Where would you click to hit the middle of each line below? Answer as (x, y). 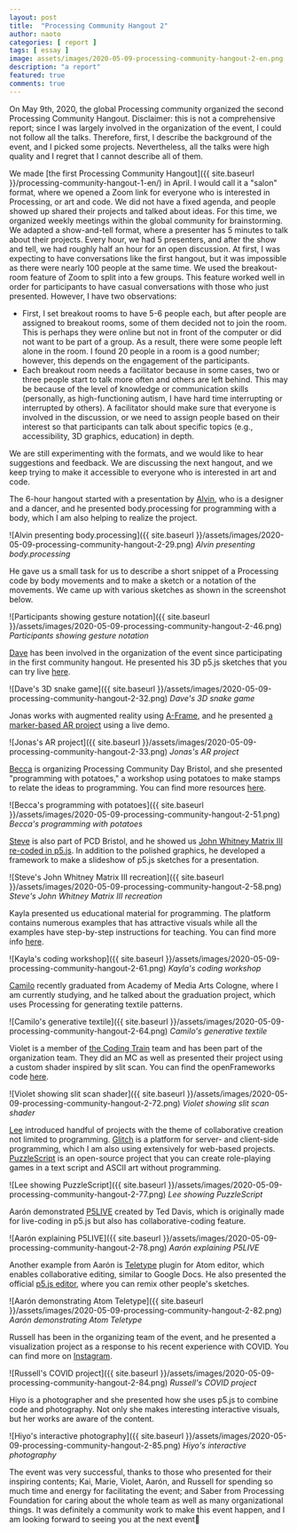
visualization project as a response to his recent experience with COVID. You (149, 1346)
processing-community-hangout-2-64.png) (89, 1031)
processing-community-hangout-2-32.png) (89, 698)
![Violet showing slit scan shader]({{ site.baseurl (97, 1093)
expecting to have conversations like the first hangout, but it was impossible (148, 258)
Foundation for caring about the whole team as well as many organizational (146, 1500)
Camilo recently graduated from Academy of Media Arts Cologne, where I (144, 985)
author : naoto (35, 34)
